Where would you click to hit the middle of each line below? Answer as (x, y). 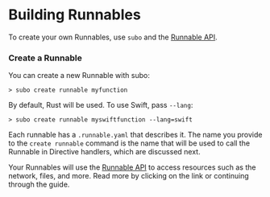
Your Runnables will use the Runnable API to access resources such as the (132, 167)
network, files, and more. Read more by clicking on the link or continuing (129, 176)
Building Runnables (75, 15)
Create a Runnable (45, 58)
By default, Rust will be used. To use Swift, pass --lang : (101, 105)
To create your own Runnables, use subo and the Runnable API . (113, 37)
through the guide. (39, 185)
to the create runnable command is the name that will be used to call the (129, 143)
